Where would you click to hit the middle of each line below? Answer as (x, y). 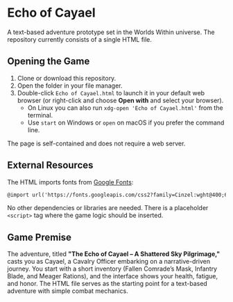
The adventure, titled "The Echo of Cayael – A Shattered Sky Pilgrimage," (114, 254)
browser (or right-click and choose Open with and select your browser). (120, 100)
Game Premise (39, 237)
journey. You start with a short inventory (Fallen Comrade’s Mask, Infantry (112, 269)
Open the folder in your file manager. (70, 86)
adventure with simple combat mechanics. (68, 291)
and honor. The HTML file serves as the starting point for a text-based (107, 284)
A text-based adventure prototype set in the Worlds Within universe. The (111, 32)
